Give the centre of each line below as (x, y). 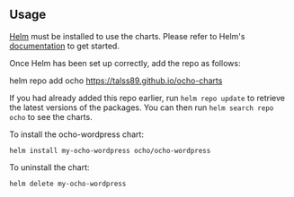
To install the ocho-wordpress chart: (76, 134)
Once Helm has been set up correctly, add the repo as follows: (125, 63)
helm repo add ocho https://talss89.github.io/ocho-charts (116, 81)
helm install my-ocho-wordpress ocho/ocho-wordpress (110, 150)
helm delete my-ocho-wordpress (68, 184)
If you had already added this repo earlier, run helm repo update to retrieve (147, 98)
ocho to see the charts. (51, 116)
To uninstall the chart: (49, 167)
